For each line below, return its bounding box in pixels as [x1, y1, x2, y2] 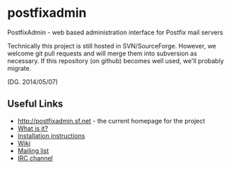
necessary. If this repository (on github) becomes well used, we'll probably [7, 56, 224, 65]
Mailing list [17, 146, 49, 155]
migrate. [7, 64, 32, 72]
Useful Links [7, 98, 63, 110]
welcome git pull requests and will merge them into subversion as [7, 49, 197, 58]
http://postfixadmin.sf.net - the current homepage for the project [17, 116, 206, 125]
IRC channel [17, 154, 53, 162]
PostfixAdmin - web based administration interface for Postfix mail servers [7, 28, 223, 36]
